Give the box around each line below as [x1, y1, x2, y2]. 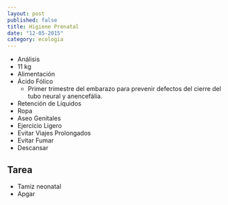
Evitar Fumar [17, 136, 54, 145]
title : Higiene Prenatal [7, 23, 79, 30]
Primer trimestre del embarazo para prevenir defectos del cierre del [27, 85, 221, 93]
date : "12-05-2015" [7, 29, 64, 37]
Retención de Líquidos [17, 99, 82, 108]
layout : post [7, 10, 45, 17]
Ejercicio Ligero [17, 122, 63, 130]
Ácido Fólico [17, 77, 54, 85]
